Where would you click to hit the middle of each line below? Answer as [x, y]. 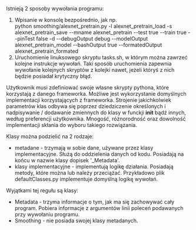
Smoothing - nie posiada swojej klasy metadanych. [76, 221]
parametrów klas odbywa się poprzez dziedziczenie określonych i [86, 106]
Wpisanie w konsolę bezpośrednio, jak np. [66, 20]
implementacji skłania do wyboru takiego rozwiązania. [72, 125]
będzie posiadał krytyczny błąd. [53, 76]
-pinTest [25, 39]
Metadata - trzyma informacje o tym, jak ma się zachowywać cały [94, 202]
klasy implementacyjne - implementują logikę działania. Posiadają [94, 166]
